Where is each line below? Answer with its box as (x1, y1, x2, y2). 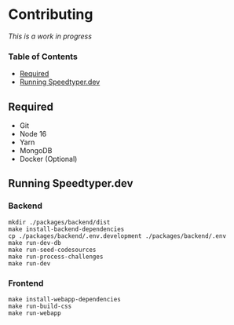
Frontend (8, 277, 44, 288)
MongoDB (19, 146, 53, 155)
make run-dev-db (8, 239, 61, 246)
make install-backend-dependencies (8, 225, 125, 233)
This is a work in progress (8, 31, 93, 41)
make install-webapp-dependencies (8, 296, 122, 304)
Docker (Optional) (19, 155, 78, 164)
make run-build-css (8, 302, 72, 311)
